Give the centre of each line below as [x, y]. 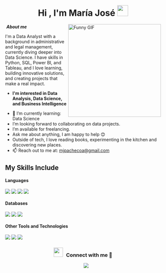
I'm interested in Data [35, 93]
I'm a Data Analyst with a [30, 36]
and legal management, [29, 46]
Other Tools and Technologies [37, 226]
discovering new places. [37, 145]
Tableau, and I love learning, [34, 68]
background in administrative [35, 42]
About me [17, 27]
